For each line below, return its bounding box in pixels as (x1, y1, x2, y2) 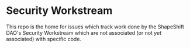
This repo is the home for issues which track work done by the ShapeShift (6, 23, 184, 30)
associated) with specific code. (6, 35, 82, 42)
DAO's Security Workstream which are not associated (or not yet (6, 29, 162, 36)
